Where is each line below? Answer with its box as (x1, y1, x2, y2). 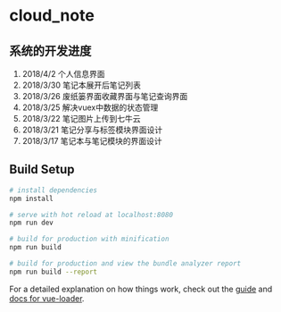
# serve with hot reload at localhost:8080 (9, 210, 174, 219)
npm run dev (9, 218, 54, 228)
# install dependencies (9, 185, 98, 195)
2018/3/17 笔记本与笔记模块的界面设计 (21, 136, 162, 146)
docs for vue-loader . (9, 292, 85, 304)
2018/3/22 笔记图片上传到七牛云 (21, 114, 141, 123)
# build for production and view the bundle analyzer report (9, 259, 242, 268)
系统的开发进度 (9, 43, 92, 58)
